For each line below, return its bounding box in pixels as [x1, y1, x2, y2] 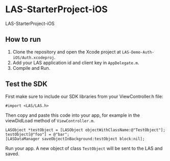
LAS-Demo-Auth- [122, 49, 155, 55]
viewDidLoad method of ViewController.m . [5, 117, 95, 123]
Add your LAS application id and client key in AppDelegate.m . [12, 60, 139, 66]
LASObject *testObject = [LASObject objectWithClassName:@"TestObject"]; [5, 127, 166, 132]
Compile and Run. [12, 65, 51, 71]
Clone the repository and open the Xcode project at [12, 48, 121, 55]
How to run [5, 35, 41, 44]
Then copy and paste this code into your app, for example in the [5, 112, 140, 118]
